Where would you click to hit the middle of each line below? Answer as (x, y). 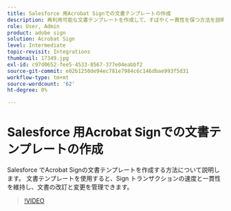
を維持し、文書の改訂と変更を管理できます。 (70, 187)
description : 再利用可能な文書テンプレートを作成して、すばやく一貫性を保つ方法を (111, 20)
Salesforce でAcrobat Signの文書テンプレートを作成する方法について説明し (113, 170)
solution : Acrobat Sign (41, 39)
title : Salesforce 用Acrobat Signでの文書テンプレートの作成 (89, 13)
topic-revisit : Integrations (49, 52)
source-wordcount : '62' (41, 84)
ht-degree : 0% (27, 90)
